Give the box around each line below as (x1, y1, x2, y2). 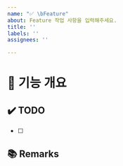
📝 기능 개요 (7, 75, 67, 91)
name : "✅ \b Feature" (7, 10, 69, 18)
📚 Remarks (7, 148, 60, 160)
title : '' (7, 23, 37, 30)
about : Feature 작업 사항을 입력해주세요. (7, 17, 117, 24)
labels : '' (7, 30, 39, 37)
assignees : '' (7, 37, 49, 44)
